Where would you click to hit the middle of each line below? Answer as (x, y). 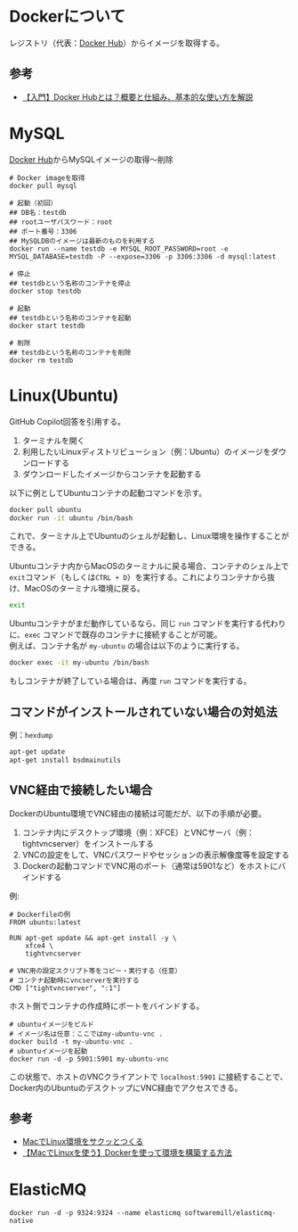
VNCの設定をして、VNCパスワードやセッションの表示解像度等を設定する (156, 855)
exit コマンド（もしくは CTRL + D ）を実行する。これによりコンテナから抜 (142, 577)
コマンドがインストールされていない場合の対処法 (143, 711)
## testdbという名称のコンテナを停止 (70, 283)
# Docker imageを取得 (47, 178)
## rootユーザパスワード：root (61, 222)
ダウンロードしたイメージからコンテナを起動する (112, 474)
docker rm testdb (41, 360)
